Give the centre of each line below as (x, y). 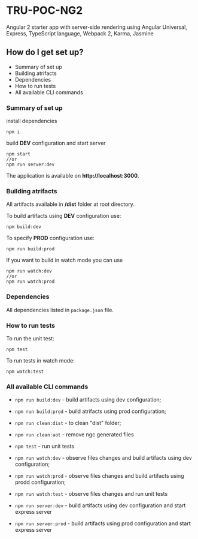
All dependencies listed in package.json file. (60, 310)
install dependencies (32, 121)
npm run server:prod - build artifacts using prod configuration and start (103, 523)
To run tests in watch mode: (40, 360)
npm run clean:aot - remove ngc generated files (74, 435)
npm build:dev (24, 227)
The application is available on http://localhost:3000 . (73, 176)
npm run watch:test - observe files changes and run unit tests (91, 494)
